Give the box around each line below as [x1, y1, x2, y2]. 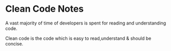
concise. [5, 40, 23, 46]
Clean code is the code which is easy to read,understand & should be [5, 35, 152, 41]
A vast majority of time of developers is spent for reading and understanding [5, 20, 166, 26]
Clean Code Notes [5, 3, 84, 15]
